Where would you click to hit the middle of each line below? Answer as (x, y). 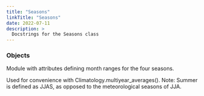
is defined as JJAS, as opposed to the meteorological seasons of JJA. (94, 87)
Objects (18, 56)
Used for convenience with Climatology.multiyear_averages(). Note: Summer (102, 80)
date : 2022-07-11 (28, 23)
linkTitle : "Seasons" (34, 18)
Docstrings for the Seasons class (55, 34)
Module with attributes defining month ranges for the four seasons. (90, 69)
